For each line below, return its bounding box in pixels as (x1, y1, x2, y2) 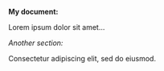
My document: (8, 7, 59, 16)
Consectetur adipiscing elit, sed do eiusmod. (8, 54, 157, 63)
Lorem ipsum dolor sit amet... (8, 23, 105, 31)
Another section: (8, 38, 64, 48)
